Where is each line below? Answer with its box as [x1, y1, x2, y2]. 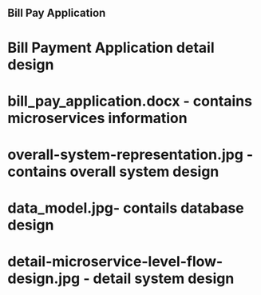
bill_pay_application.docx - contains [7, 92, 253, 110]
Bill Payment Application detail [7, 38, 215, 57]
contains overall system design [7, 162, 219, 181]
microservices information [7, 109, 188, 127]
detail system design [93, 269, 235, 288]
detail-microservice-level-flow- [7, 253, 223, 271]
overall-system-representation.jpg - [7, 146, 254, 163]
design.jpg [7, 269, 81, 288]
